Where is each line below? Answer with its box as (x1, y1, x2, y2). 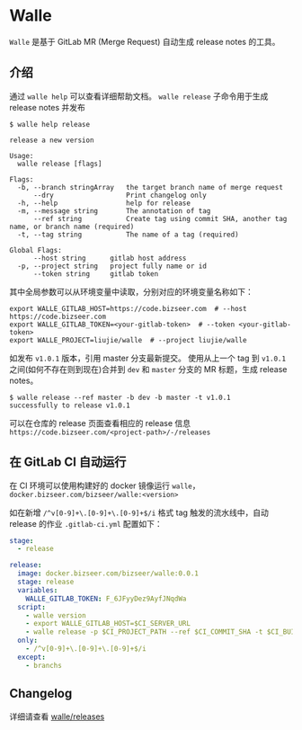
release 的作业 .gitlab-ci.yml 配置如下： (9, 518, 164, 529)
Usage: (9, 151, 34, 160)
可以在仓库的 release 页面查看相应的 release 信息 (9, 417, 191, 428)
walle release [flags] (17, 159, 102, 168)
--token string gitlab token (32, 269, 159, 279)
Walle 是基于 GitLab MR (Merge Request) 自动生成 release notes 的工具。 (9, 36, 280, 47)
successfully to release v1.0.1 (9, 401, 130, 410)
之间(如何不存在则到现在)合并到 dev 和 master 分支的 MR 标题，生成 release (9, 363, 288, 374)
